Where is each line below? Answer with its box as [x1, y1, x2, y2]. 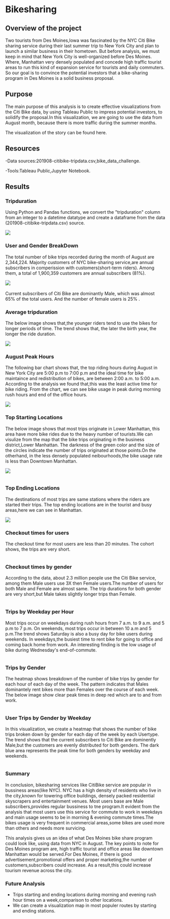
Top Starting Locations [5, 414, 63, 421]
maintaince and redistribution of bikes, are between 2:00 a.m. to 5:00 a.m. [5, 376, 160, 382]
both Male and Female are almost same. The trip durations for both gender [5, 586, 161, 592]
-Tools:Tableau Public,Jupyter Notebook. [5, 167, 91, 174]
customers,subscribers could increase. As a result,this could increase [5, 861, 151, 868]
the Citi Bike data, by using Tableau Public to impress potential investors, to [5, 108, 162, 115]
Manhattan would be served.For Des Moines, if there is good [5, 851, 132, 857]
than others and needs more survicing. [5, 825, 86, 831]
